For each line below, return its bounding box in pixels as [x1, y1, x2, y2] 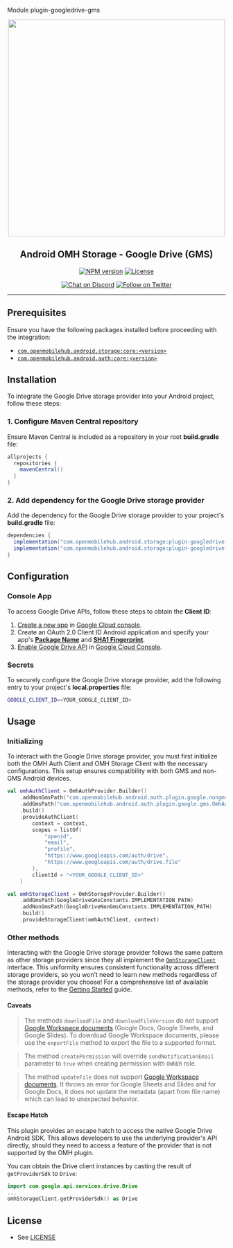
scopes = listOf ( [32, 826, 82, 833]
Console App [7, 591, 52, 601]
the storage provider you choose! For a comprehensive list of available [7, 978, 209, 987]
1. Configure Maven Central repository [7, 417, 139, 426]
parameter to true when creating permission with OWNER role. [24, 1059, 197, 1068]
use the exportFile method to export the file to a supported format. [24, 1039, 217, 1047]
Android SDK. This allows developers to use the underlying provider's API [7, 1134, 217, 1142]
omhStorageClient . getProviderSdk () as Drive [7, 1195, 138, 1202]
